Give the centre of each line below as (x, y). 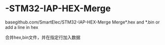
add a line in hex (22, 27)
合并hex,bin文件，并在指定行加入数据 (43, 37)
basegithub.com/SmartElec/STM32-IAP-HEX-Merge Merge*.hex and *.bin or (82, 22)
